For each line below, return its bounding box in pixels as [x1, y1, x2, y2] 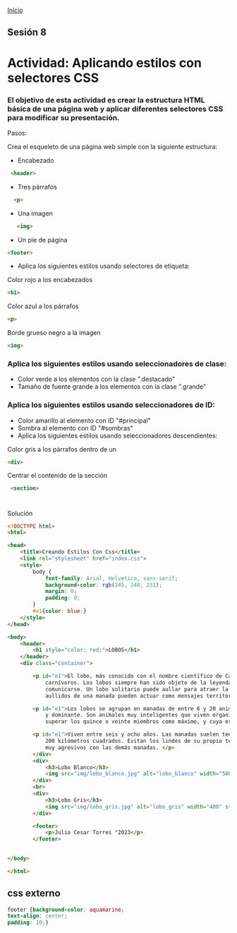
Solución [7, 509, 33, 517]
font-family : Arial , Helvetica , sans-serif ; [44, 575, 178, 582]
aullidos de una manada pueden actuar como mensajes [44, 692, 203, 699]
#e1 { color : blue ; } [32, 608, 87, 615]
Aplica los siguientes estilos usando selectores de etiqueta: [17, 262, 190, 271]
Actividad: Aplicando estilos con [7, 54, 202, 71]
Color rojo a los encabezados [7, 276, 93, 284]
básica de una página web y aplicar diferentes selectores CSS [7, 104, 224, 114]
